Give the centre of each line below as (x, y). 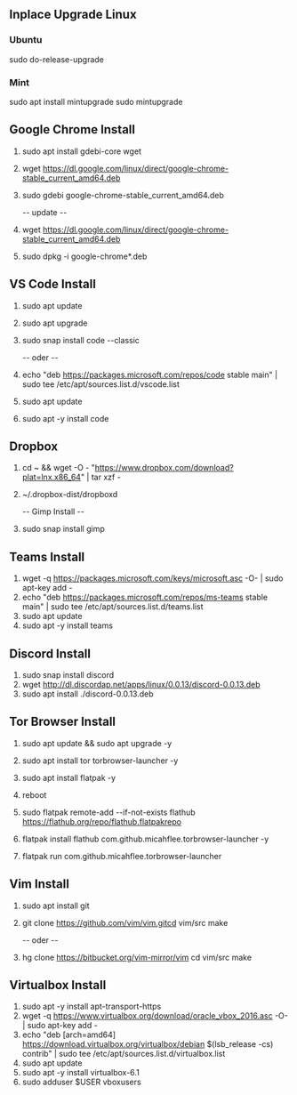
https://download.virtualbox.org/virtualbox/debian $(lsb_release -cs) (148, 1044)
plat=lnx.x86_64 (52, 477)
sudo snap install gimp (63, 529)
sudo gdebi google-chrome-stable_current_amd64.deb (123, 195)
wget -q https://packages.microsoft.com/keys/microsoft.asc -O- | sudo (153, 578)
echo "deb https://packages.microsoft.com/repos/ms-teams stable (145, 597)
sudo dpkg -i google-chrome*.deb (84, 256)
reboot (34, 794)
